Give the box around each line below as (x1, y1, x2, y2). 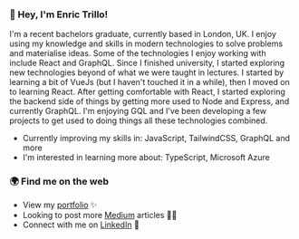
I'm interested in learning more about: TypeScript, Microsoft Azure (22, 152, 270, 163)
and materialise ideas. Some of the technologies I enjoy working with (9, 48, 266, 59)
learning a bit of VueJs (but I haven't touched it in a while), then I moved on (9, 77, 290, 88)
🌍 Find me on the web (9, 176, 109, 188)
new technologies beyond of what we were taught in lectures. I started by (9, 67, 285, 78)
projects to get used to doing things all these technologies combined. (9, 115, 268, 126)
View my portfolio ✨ (22, 199, 98, 210)
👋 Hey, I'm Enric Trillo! (9, 8, 109, 21)
